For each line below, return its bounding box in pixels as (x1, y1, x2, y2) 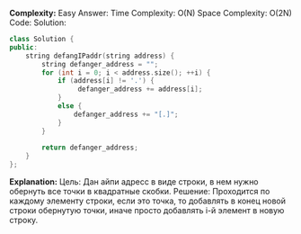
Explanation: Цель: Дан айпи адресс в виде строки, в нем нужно (9, 176, 259, 187)
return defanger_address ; (41, 143, 139, 152)
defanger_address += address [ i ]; (77, 85, 203, 94)
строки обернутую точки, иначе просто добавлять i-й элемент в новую (9, 205, 285, 215)
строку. (9, 215, 39, 225)
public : (9, 42, 39, 52)
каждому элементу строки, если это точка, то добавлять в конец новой (9, 195, 286, 206)
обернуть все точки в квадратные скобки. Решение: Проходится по (9, 186, 270, 196)
